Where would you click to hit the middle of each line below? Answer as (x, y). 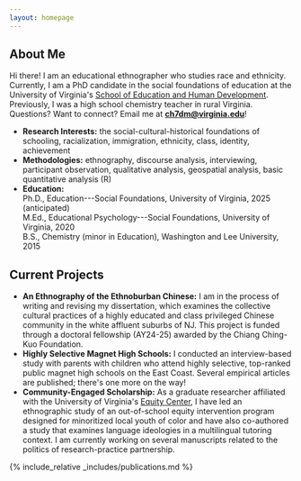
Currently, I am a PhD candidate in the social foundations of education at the (150, 86)
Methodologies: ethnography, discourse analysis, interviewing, (140, 160)
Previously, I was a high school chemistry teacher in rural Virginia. (131, 104)
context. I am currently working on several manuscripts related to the (150, 440)
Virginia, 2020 (49, 227)
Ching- (274, 335)
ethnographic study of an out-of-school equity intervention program (148, 412)
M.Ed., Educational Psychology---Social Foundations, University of (146, 218)
